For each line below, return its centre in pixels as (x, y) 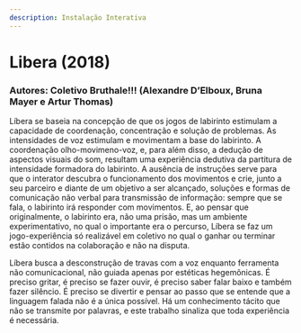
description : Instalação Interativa (78, 18)
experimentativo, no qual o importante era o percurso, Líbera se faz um (141, 227)
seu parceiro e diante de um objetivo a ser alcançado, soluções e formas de (150, 188)
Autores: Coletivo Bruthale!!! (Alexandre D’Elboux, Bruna (136, 90)
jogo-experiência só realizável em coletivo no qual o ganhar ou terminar (142, 236)
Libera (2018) (60, 62)
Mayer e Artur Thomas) (62, 102)
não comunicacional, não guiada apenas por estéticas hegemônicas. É (140, 273)
